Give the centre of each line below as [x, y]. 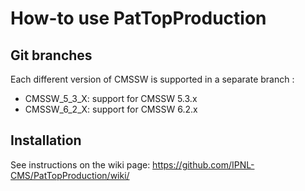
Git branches [51, 55]
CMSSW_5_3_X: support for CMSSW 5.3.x [111, 98]
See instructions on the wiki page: [80, 164]
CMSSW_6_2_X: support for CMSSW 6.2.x [111, 109]
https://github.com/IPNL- [203, 164]
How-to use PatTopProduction [138, 18]
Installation [46, 140]
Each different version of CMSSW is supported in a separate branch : [152, 79]
